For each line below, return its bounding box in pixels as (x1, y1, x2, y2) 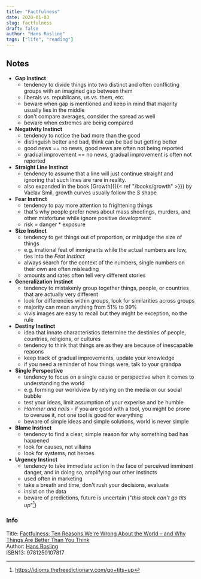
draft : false (6, 25, 39, 32)
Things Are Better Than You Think (6, 536, 90, 543)
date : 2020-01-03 (6, 14, 50, 20)
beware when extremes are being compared (23, 119, 133, 126)
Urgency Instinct (14, 456, 58, 463)
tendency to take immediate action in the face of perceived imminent (23, 462, 193, 470)
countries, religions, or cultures (23, 335, 101, 342)
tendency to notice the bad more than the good (23, 132, 141, 139)
